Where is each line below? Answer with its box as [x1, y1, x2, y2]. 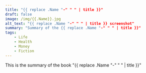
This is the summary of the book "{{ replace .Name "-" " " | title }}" [5, 62, 142, 68]
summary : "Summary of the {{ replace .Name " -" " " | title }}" [5, 26, 141, 31]
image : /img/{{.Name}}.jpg [5, 16, 61, 21]
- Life [14, 35, 28, 40]
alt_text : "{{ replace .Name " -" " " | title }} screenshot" [5, 21, 135, 26]
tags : [5, 30, 16, 35]
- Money [14, 44, 30, 49]
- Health [14, 39, 32, 44]
